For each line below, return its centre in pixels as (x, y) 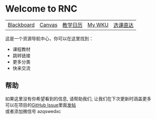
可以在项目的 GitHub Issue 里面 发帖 (41, 105)
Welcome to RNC (41, 9)
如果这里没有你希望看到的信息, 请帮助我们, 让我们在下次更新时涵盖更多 (78, 98)
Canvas (49, 25)
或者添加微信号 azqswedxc (33, 111)
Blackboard (21, 25)
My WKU (98, 25)
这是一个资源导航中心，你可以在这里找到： (49, 38)
